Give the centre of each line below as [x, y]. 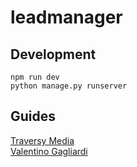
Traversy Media [42, 140]
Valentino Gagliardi [49, 151]
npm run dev [35, 77]
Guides [33, 116]
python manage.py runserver [69, 86]
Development [53, 54]
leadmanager [66, 17]
